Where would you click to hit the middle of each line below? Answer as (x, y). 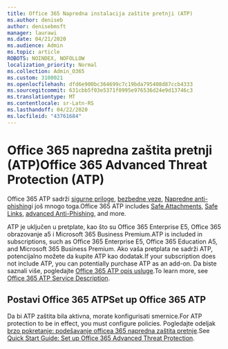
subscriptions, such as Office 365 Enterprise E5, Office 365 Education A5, (112, 241)
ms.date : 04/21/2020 (37, 39)
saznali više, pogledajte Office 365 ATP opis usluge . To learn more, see (108, 270)
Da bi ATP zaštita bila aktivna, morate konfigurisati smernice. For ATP (105, 316)
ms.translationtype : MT (41, 97)
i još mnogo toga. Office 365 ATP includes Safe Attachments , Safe (125, 206)
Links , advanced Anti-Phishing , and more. (67, 213)
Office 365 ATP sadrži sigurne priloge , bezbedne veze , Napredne (100, 199)
